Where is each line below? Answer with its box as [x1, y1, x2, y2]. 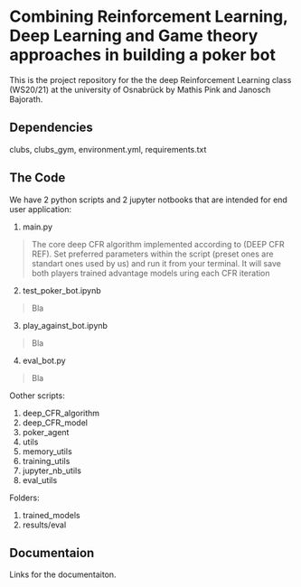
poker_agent [22, 426, 70, 437]
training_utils [22, 455, 71, 466]
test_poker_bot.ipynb [22, 284, 101, 295]
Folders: [9, 492, 40, 503]
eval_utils [22, 474, 58, 485]
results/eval [22, 519, 67, 530]
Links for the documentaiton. [9, 569, 117, 580]
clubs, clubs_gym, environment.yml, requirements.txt [9, 144, 207, 154]
